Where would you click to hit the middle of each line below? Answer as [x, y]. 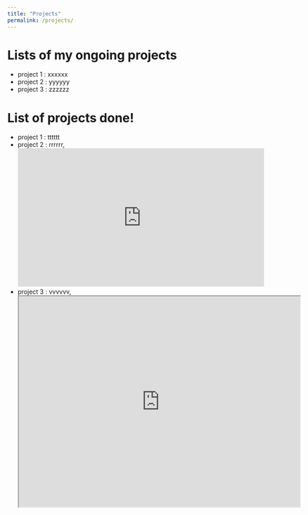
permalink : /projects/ [40, 20]
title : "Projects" [34, 14]
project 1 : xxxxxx [43, 74]
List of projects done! [71, 118]
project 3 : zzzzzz [43, 89]
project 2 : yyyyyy [44, 82]
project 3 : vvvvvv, [44, 292]
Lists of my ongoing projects [92, 55]
